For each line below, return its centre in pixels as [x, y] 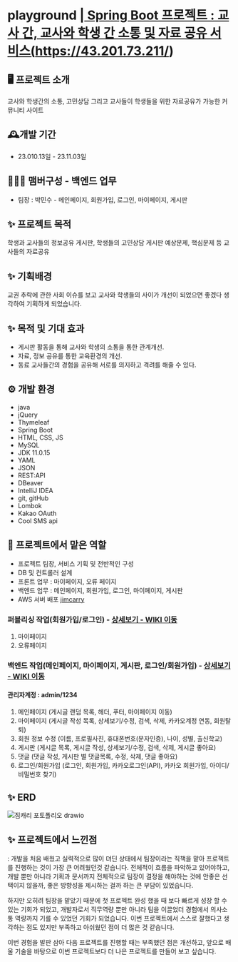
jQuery [27, 415]
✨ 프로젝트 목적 [40, 224]
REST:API [32, 475]
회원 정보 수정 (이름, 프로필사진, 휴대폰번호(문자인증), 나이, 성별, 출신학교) [120, 739]
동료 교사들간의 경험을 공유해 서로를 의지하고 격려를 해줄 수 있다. [107, 365]
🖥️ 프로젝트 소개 [38, 80]
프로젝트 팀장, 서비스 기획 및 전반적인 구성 [76, 563]
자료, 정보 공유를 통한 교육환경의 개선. [70, 356]
